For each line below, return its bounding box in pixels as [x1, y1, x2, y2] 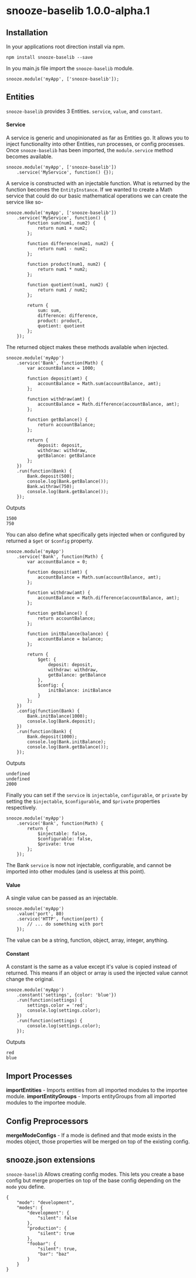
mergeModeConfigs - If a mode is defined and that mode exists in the [6, 1132, 177, 1139]
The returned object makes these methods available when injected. [6, 344, 169, 351]
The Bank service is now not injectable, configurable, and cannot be [6, 862, 172, 869]
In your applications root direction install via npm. [6, 43, 125, 50]
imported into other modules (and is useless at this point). [6, 868, 146, 875]
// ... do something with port [27, 921, 104, 927]
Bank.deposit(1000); [27, 734, 77, 740]
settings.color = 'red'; [27, 1002, 88, 1009]
